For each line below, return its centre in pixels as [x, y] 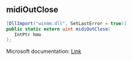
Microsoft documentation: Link [44, 51]
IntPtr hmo [28, 34]
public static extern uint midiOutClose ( [59, 29]
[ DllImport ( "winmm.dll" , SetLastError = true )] [67, 23]
